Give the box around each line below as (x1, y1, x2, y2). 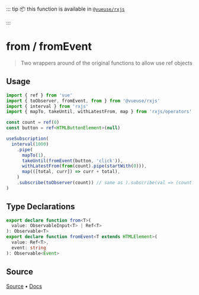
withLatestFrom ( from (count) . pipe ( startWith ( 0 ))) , (21, 163, 147, 169)
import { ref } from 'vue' (6, 92, 73, 98)
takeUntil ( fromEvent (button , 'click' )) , (21, 158, 123, 163)
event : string (11, 245, 46, 251)
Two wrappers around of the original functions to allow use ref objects (20, 59, 192, 66)
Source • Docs (6, 283, 43, 290)
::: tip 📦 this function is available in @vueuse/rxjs (6, 5, 125, 12)
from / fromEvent (6, 40, 92, 53)
